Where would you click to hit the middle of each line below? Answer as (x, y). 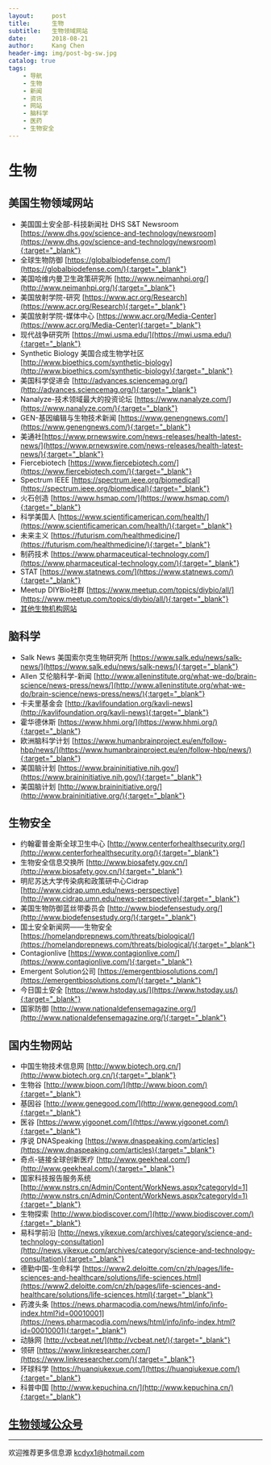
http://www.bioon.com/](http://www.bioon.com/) (127, 1085)
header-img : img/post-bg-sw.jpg (63, 53)
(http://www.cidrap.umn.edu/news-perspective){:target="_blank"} (130, 899)
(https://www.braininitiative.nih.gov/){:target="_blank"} (111, 776)
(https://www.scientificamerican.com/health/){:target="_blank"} (126, 525)
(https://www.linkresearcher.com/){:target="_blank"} (107, 1359)
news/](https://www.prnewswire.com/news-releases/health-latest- (131, 446)
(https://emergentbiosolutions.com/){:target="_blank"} (110, 981)
